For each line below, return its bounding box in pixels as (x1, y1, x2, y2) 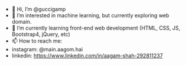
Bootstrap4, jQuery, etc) (11, 31, 71, 38)
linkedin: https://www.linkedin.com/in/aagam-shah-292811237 (11, 52, 164, 59)
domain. (11, 18, 32, 25)
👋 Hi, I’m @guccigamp (11, 6, 66, 12)
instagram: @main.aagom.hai (11, 46, 83, 53)
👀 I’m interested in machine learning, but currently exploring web (11, 12, 169, 19)
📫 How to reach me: (11, 37, 63, 44)
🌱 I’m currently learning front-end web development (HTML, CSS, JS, (11, 24, 181, 31)
